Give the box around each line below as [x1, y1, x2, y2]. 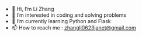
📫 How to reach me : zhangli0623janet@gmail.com [11, 24, 136, 31]
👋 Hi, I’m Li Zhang [11, 6, 54, 12]
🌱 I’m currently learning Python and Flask [11, 18, 111, 24]
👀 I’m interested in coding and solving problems [11, 12, 127, 18]
